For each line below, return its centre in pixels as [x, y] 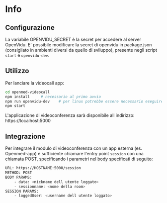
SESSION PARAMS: [22, 191]
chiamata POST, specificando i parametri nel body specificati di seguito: [79, 159]
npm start [15, 106]
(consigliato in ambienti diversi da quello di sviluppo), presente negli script [81, 50]
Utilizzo [17, 71]
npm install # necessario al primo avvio [53, 97]
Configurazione [30, 28]
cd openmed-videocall [28, 92]
